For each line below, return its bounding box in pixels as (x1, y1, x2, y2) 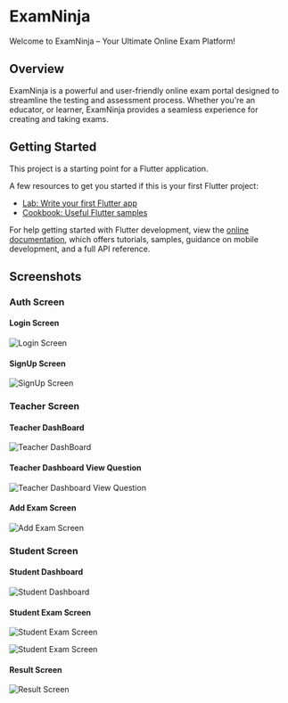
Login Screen (9, 318, 60, 329)
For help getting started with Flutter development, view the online (9, 225, 250, 235)
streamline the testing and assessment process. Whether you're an (9, 94, 256, 105)
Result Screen (9, 664, 62, 674)
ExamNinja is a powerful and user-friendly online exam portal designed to (9, 85, 279, 95)
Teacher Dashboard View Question (9, 462, 142, 473)
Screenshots (9, 269, 82, 284)
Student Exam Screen (9, 607, 92, 617)
